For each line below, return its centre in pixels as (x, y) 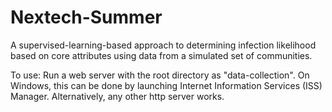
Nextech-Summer (86, 17)
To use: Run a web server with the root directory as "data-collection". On (160, 75)
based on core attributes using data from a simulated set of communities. (161, 55)
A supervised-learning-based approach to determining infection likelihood (163, 45)
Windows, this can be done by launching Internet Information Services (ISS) (166, 85)
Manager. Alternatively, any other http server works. (117, 96)
